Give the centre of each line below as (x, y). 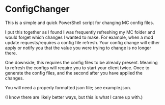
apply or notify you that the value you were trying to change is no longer (78, 48)
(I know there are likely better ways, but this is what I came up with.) (74, 97)
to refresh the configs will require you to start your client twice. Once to (77, 68)
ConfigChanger (37, 9)
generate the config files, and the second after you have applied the (74, 73)
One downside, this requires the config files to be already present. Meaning (82, 62)
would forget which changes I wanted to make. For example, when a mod (79, 37)
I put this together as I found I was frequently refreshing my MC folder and (80, 32)
